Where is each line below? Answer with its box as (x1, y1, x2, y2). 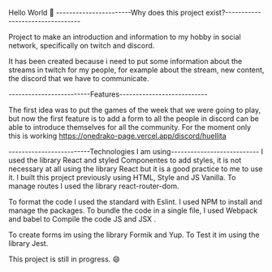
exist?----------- (205, 8, 261, 17)
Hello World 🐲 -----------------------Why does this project (8, 8, 205, 17)
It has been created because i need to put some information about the (8, 57, 243, 66)
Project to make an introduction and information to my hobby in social (8, 32, 241, 41)
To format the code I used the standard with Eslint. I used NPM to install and (8, 197, 262, 206)
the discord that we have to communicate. (8, 74, 149, 83)
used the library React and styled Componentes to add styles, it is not (8, 155, 242, 165)
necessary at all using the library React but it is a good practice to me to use (8, 164, 263, 174)
